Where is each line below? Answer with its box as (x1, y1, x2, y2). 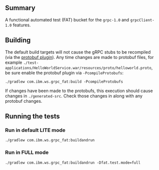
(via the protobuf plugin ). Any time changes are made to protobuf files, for (5, 54, 154, 60)
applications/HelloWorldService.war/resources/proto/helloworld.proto (5, 65, 152, 70)
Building (5, 36, 31, 44)
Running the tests (5, 112, 60, 121)
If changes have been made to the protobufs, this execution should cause (5, 88, 153, 94)
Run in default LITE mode (5, 127, 66, 133)
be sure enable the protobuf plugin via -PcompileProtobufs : (5, 70, 123, 76)
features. (13, 22, 31, 28)
